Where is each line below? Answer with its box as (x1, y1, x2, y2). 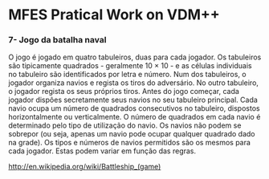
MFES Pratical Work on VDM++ (8, 6, 220, 24)
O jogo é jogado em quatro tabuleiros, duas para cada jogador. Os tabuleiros (8, 52, 262, 62)
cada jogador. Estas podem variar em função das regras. (8, 146, 197, 156)
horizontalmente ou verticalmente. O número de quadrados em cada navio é (8, 112, 261, 122)
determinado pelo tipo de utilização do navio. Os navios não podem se (8, 120, 242, 130)
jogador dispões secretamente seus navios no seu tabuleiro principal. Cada (8, 95, 259, 105)
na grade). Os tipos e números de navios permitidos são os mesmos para (8, 138, 251, 148)
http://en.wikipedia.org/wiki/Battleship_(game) (8, 162, 161, 172)
